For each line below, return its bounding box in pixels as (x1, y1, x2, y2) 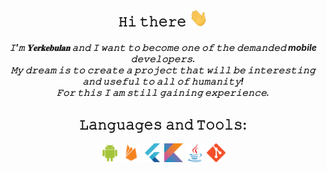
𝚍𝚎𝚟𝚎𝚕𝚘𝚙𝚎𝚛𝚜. (130, 53, 196, 65)
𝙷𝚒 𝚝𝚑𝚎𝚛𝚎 (118, 14, 187, 31)
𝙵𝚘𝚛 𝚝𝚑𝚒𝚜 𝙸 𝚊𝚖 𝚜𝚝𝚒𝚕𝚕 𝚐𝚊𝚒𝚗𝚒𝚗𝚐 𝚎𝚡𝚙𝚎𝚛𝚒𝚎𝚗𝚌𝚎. (56, 87, 270, 99)
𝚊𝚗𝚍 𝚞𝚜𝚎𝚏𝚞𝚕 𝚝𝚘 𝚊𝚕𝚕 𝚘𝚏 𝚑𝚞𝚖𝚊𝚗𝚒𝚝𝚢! (81, 75, 245, 88)
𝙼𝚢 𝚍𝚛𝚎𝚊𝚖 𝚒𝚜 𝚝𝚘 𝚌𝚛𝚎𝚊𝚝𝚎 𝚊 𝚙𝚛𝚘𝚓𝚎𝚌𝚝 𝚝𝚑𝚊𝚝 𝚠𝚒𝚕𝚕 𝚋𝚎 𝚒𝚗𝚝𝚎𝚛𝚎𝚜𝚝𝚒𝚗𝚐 (10, 64, 316, 76)
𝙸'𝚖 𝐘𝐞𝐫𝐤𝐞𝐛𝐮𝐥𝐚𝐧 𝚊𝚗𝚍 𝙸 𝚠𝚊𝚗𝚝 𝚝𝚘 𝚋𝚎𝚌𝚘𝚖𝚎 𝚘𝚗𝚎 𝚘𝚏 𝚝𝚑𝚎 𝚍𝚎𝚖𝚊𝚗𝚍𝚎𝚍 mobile (8, 42, 318, 54)
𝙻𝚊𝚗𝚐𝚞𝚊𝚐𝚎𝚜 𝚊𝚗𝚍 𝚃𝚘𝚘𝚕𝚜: (78, 116, 248, 133)
